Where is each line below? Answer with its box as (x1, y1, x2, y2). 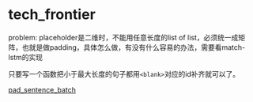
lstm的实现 (8, 52, 43, 62)
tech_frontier (8, 6, 96, 24)
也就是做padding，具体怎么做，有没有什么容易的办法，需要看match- (21, 42, 246, 52)
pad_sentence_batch (8, 85, 77, 94)
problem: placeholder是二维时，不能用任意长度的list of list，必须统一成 (8, 32, 239, 42)
